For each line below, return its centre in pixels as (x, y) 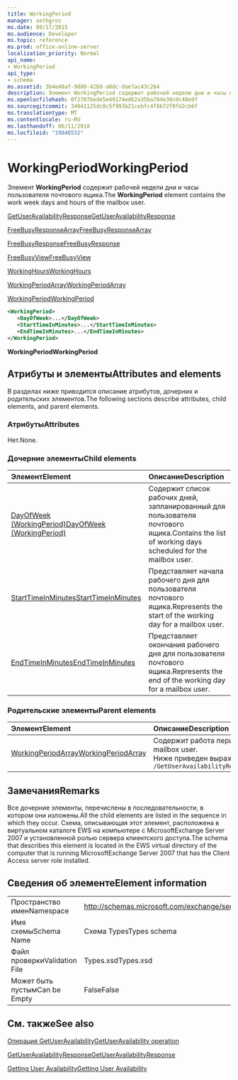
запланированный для (187, 507)
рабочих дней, (173, 497)
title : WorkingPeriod (39, 14)
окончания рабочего (184, 645)
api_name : (22, 60)
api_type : (22, 73)
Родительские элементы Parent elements (82, 710)
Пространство (36, 902)
